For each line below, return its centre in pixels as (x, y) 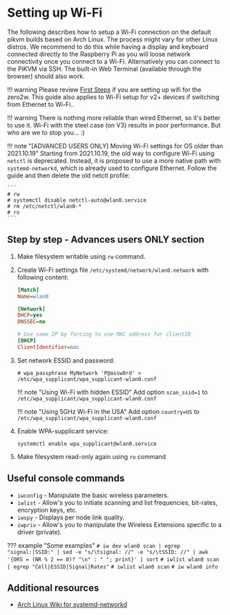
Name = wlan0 (33, 296)
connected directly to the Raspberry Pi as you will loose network (99, 54)
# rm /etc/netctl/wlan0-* (44, 206)
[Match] (28, 290)
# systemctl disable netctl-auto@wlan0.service (77, 200)
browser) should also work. (46, 76)
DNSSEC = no (31, 322)
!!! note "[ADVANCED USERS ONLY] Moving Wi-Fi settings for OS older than (115, 146)
